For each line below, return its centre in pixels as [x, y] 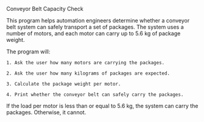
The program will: [28, 52]
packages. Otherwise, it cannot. [46, 112]
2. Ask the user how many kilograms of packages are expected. [88, 73]
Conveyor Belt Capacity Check [45, 9]
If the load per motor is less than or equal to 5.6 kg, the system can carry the [102, 106]
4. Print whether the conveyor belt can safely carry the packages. [95, 95]
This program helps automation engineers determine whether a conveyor [98, 20]
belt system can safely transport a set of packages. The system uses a [95, 27]
